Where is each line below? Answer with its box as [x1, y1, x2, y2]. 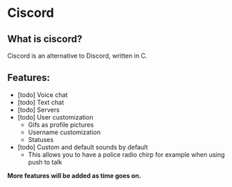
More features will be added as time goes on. [7, 171, 142, 180]
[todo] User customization [17, 112, 94, 121]
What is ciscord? [7, 33, 83, 45]
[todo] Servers [17, 105, 60, 114]
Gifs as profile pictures [27, 120, 94, 129]
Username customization [27, 128, 101, 136]
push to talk [27, 157, 63, 166]
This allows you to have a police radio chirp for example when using [27, 150, 225, 159]
